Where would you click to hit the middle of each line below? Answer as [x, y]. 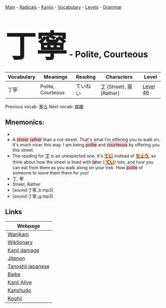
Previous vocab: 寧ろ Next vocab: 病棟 [44, 106]
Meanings [56, 77]
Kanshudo [19, 290]
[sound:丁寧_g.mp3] [33, 196]
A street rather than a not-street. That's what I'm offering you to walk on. [86, 139]
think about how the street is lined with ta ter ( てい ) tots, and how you [83, 162]
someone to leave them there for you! [50, 172]
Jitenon [16, 258]
